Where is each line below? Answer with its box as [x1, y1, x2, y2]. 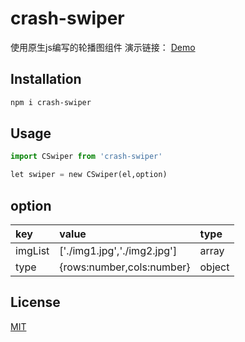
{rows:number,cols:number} [59, 260, 191, 274]
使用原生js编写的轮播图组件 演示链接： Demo [10, 41, 196, 53]
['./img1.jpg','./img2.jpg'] [59, 244, 178, 257]
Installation [10, 71, 82, 88]
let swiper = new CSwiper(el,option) [10, 170, 168, 180]
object [199, 260, 230, 274]
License [10, 294, 61, 311]
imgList [15, 244, 50, 257]
